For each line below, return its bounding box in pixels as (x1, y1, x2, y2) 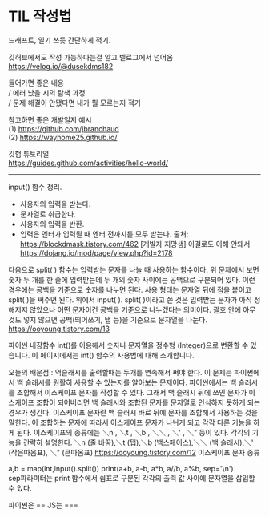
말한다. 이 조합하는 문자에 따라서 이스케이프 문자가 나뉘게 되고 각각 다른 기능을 (8, 418, 252, 427)
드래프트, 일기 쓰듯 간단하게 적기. (8, 35, 111, 45)
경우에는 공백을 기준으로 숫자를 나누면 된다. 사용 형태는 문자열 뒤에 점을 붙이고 (8, 285, 252, 294)
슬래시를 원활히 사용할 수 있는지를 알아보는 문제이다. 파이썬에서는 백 (25, 378, 237, 387)
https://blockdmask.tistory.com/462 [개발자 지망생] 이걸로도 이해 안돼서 (19, 239, 251, 248)
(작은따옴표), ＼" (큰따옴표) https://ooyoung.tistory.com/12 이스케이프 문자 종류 (8, 447, 260, 457)
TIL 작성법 (8, 7, 72, 26)
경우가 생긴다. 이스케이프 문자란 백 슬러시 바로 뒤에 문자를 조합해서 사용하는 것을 (8, 407, 259, 417)
